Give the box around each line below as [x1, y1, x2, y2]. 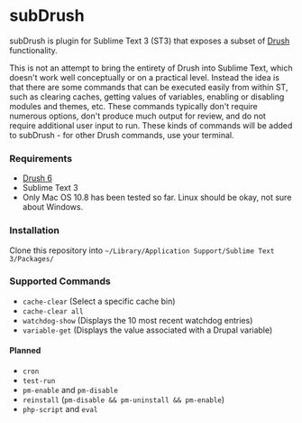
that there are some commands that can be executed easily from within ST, [9, 81, 288, 92]
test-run [22, 377, 56, 386]
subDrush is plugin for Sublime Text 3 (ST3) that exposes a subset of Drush [9, 35, 290, 46]
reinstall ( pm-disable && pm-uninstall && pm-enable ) [22, 394, 225, 405]
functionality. [9, 44, 59, 55]
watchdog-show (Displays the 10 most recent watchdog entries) [22, 315, 253, 325]
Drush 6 [22, 173, 52, 183]
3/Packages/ [9, 254, 54, 263]
